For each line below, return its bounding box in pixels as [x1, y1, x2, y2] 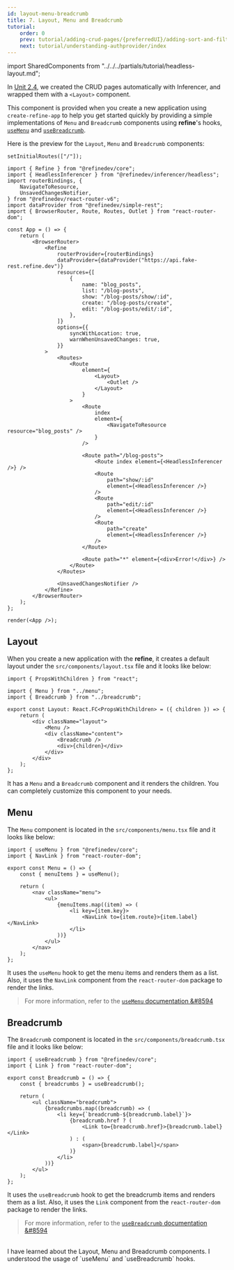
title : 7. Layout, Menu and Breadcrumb [7, 17, 123, 24]
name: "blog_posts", [81, 281, 141, 288]
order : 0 [19, 29, 45, 37]
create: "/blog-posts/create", [81, 299, 173, 306]
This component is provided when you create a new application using [7, 104, 207, 112]
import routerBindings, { [7, 177, 82, 184]
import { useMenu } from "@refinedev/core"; [7, 846, 139, 853]
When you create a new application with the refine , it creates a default [7, 654, 210, 663]
